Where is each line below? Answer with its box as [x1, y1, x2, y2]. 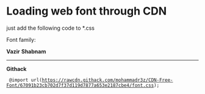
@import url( [9, 77, 43, 83]
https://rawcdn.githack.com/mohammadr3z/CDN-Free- [41, 77, 173, 83]
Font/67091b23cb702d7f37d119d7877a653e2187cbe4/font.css [6, 82, 154, 89]
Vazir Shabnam [6, 47, 46, 55]
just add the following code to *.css [6, 24, 95, 32]
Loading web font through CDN [6, 4, 167, 18]
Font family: [6, 36, 36, 43]
